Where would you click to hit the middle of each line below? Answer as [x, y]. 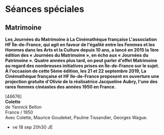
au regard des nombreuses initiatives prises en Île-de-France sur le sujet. [82, 66]
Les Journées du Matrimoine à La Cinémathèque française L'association [81, 39]
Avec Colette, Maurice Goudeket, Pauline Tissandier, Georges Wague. [76, 117]
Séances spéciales [45, 9]
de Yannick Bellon [24, 107]
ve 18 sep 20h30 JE [32, 127]
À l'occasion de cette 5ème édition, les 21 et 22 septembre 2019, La [76, 71]
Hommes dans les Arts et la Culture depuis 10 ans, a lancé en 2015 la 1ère [82, 50]
